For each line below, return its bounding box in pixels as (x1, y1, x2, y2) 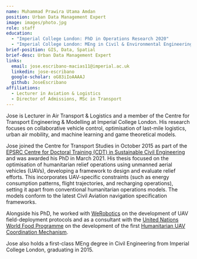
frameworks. (6, 198, 37, 206)
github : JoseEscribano (11, 80, 67, 86)
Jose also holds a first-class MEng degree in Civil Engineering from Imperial (6, 240, 189, 247)
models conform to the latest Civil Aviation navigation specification (6, 192, 167, 199)
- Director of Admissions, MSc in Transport (11, 96, 122, 102)
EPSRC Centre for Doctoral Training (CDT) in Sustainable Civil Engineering (6, 148, 185, 156)
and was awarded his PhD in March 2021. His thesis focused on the (6, 154, 169, 162)
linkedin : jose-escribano (11, 69, 75, 75)
